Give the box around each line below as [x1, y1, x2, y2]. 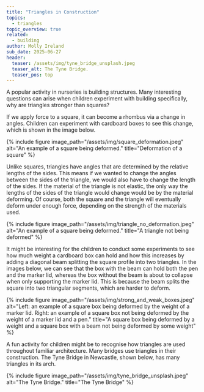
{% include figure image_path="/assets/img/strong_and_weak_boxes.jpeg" [6, 296, 195, 304]
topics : [6, 15, 26, 21]
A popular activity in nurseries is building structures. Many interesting [6, 88, 181, 96]
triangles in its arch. [6, 360, 56, 367]
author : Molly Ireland [6, 43, 64, 50]
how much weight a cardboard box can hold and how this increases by [6, 252, 184, 259]
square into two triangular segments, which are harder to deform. [6, 284, 171, 292]
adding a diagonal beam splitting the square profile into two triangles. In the [6, 258, 197, 266]
